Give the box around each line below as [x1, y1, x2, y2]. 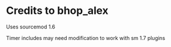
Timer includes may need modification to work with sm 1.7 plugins [6, 34, 166, 41]
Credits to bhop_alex [6, 4, 108, 17]
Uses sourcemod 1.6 [6, 23, 56, 30]
